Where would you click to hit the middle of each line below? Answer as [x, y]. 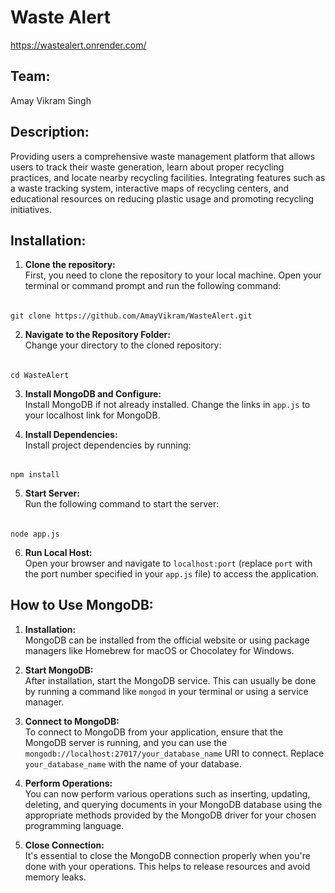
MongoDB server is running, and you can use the [126, 742]
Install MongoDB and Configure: [93, 393]
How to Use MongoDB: [82, 605]
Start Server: [52, 493]
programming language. [74, 825]
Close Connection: [64, 845]
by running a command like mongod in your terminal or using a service [166, 691]
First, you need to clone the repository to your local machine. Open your [173, 275]
